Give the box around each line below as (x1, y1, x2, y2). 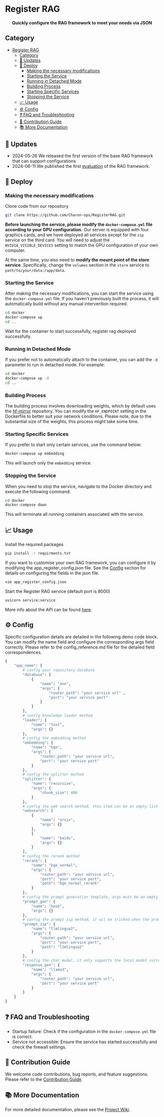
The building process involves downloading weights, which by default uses (5, 403, 156, 409)
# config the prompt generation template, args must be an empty (22, 894, 159, 900)
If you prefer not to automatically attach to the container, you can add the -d (5, 357, 158, 363)
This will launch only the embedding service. (5, 460, 92, 466)
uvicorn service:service (5, 598, 56, 603)
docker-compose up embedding (5, 451, 64, 456)
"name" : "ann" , (40, 681, 71, 686)
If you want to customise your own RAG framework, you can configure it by (5, 560, 156, 566)
